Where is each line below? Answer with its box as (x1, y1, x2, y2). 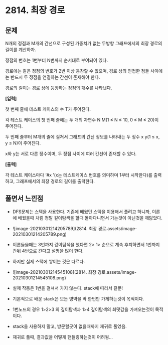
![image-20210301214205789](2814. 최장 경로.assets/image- (12, 225, 137, 231)
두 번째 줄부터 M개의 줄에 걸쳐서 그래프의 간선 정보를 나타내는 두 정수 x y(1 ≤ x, (5, 134, 160, 139)
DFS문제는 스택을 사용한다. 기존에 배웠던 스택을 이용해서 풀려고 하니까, (12, 209, 151, 215)
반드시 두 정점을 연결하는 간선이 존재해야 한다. (10, 74, 100, 80)
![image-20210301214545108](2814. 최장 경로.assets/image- (12, 269, 137, 275)
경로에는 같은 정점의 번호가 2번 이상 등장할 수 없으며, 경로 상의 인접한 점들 (5, 68, 149, 74)
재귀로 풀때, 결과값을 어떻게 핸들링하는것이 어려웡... (12, 334, 113, 340)
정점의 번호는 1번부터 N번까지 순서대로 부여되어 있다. (5, 57, 108, 63)
